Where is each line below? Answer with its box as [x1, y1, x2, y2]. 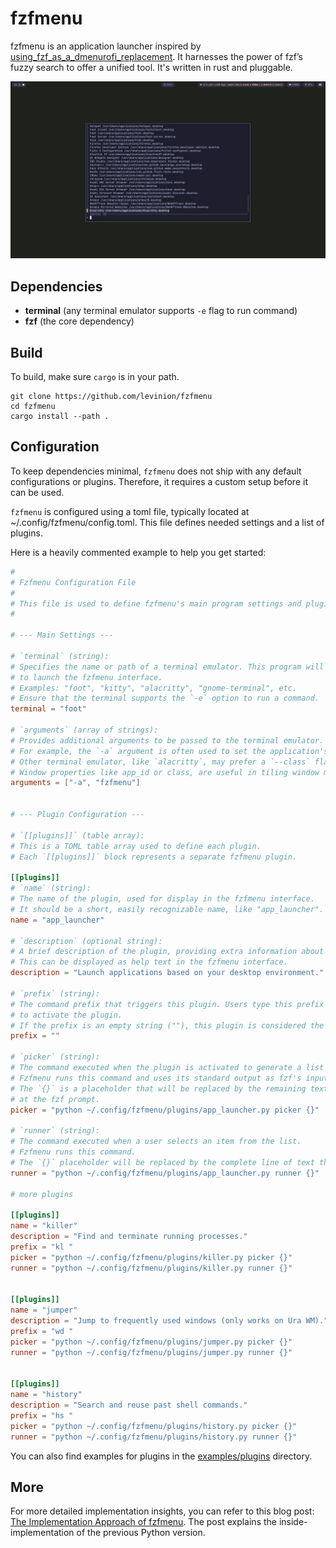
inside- [278, 1516, 308, 1528]
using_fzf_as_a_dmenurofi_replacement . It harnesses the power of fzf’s [10, 50, 303, 62]
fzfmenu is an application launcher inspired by [10, 40, 202, 52]
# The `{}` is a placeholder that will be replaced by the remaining [10, 1083, 307, 1094]
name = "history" [10, 1390, 83, 1400]
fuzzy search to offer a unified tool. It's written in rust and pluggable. [10, 61, 293, 73]
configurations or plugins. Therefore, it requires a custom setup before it [10, 475, 308, 487]
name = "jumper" [10, 1305, 78, 1316]
